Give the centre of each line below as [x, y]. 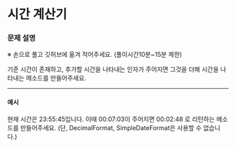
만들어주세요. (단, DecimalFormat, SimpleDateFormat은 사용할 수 [111, 127]
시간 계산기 [37, 14]
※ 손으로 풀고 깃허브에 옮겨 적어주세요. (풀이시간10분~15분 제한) [95, 55]
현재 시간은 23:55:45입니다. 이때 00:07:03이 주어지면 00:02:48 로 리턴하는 [111, 119]
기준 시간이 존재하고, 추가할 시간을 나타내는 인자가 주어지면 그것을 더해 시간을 [113, 69]
